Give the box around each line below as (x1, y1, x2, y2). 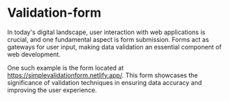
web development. (7, 50, 61, 59)
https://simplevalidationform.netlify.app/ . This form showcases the (7, 71, 198, 79)
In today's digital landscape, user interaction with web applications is (7, 28, 206, 36)
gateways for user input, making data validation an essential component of (7, 42, 222, 51)
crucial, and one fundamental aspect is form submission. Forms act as (7, 35, 209, 43)
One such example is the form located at (7, 63, 124, 72)
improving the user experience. (7, 86, 98, 94)
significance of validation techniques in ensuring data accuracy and (7, 78, 202, 86)
